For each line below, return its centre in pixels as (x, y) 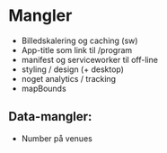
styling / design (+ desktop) (73, 69)
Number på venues (57, 138)
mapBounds (44, 88)
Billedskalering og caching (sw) (79, 40)
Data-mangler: (50, 117)
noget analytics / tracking (69, 78)
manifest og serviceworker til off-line (90, 59)
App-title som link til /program (77, 49)
